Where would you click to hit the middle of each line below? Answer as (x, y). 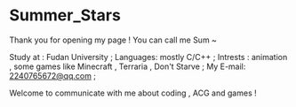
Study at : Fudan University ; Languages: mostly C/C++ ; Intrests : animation (148, 57)
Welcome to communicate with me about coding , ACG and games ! (133, 93)
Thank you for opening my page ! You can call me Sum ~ (113, 40)
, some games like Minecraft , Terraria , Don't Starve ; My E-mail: (128, 66)
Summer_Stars (65, 15)
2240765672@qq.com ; (52, 75)
